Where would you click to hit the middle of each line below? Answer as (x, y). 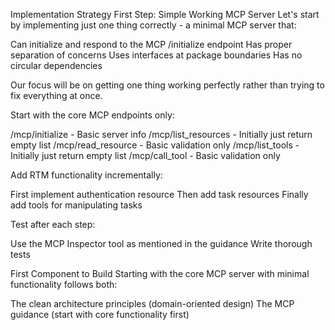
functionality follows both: (64, 284)
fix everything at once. (56, 95)
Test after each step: (53, 224)
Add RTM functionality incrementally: (86, 175)
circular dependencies (56, 65)
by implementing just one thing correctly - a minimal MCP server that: (153, 25)
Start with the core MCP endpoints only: (92, 115)
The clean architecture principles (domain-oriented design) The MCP (152, 303)
